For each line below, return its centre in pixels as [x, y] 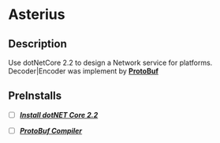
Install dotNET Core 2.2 [59, 115]
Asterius [37, 15]
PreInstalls [35, 96]
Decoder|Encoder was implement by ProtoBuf [84, 71]
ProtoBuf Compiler [51, 130]
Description [37, 44]
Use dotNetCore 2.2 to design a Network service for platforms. [110, 62]
